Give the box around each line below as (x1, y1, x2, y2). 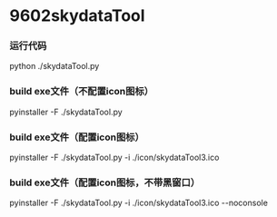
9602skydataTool (9, 5, 145, 26)
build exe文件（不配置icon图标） (9, 85, 154, 98)
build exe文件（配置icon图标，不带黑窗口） (9, 176, 201, 189)
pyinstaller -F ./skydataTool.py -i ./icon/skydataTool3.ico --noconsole (9, 197, 268, 209)
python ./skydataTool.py (9, 61, 100, 72)
